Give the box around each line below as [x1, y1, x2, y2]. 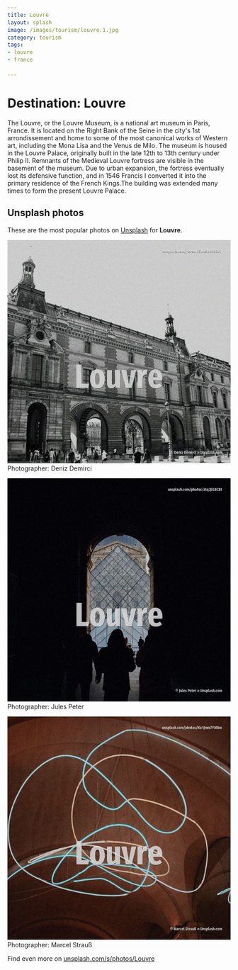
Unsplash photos [7, 207, 84, 219]
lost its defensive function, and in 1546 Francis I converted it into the [7, 171, 207, 180]
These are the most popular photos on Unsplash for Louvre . [7, 225, 183, 234]
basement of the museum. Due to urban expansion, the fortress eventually [7, 164, 225, 172]
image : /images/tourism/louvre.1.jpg [7, 26, 119, 33]
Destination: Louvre [7, 95, 126, 111]
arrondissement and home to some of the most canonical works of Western [7, 133, 228, 142]
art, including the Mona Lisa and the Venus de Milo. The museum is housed [7, 141, 227, 150]
